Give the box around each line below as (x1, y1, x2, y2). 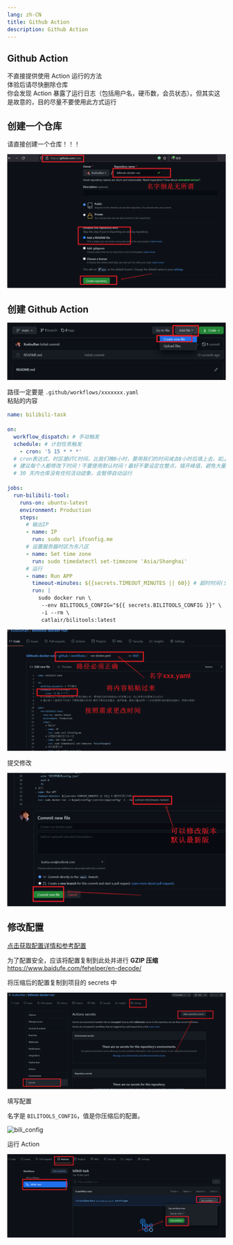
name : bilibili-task (7, 411, 67, 418)
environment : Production (19, 506, 92, 513)
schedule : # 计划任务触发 (13, 440, 82, 447)
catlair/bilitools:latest (41, 616, 116, 623)
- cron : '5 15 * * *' (19, 448, 82, 455)
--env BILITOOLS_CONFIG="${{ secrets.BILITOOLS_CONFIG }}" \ (41, 602, 222, 609)
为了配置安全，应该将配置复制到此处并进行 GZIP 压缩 (7, 956, 159, 964)
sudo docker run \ (37, 595, 92, 602)
